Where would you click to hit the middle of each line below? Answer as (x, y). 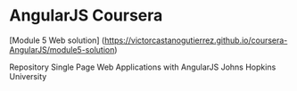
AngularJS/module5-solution (62, 49)
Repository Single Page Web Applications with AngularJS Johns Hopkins (143, 67)
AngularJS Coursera (86, 16)
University (28, 76)
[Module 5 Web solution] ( (57, 40)
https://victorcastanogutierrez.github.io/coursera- (196, 40)
